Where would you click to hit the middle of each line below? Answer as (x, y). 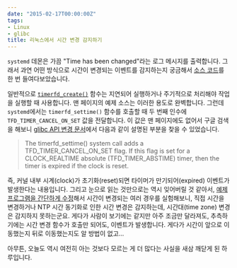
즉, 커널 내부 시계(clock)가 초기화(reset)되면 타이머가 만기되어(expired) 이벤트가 (118, 180)
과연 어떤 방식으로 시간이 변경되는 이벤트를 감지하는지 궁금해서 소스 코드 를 (122, 70)
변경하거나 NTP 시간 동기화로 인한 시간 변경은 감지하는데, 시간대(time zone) (112, 207)
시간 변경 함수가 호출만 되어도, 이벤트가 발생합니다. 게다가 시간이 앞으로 (124, 225)
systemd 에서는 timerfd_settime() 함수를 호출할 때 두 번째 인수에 (97, 112)
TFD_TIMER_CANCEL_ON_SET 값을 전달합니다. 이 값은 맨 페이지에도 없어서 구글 (111, 120)
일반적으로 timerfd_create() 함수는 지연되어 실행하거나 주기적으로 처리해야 (112, 94)
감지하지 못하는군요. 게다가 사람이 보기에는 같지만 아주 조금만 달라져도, (112, 216)
